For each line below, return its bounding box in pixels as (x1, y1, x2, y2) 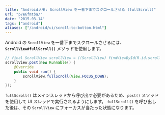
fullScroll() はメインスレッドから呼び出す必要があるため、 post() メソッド (5, 92, 159, 98)
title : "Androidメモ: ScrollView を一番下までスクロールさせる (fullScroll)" (5, 7, 156, 12)
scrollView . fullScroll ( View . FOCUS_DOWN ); (23, 74, 109, 79)
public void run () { (14, 69, 56, 74)
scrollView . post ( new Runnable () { (5, 60, 76, 65)
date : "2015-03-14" (5, 16, 45, 21)
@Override (14, 64, 34, 69)
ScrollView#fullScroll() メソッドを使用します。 (5, 46, 104, 52)
